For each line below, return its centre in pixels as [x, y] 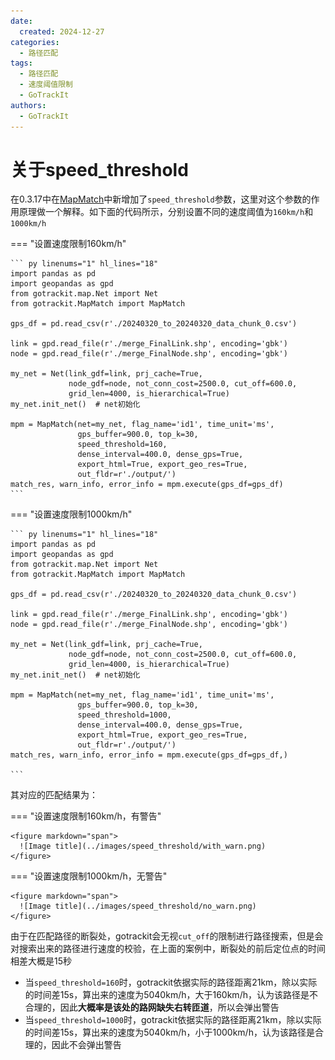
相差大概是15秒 [41, 961]
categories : [35, 42]
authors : [28, 105]
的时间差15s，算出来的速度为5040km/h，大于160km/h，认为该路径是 [167, 995]
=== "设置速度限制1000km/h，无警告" [89, 876]
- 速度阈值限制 [46, 85]
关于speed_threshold [99, 169]
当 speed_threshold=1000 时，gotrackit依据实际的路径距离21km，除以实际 [173, 1020]
